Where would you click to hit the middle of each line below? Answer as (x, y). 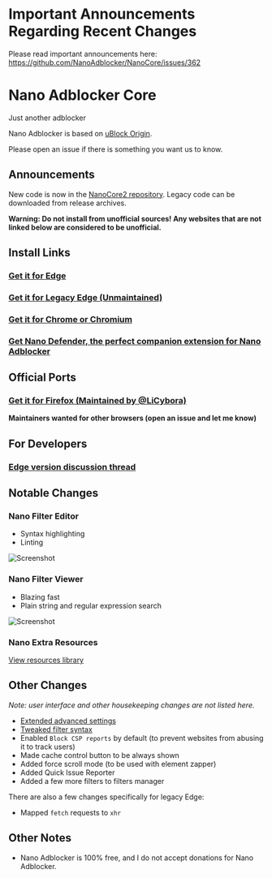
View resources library (46, 660)
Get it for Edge (37, 275)
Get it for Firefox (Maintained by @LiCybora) (97, 401)
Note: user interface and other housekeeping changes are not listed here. (132, 705)
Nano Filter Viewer (46, 579)
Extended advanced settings (68, 721)
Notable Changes (54, 493)
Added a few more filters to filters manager (92, 781)
